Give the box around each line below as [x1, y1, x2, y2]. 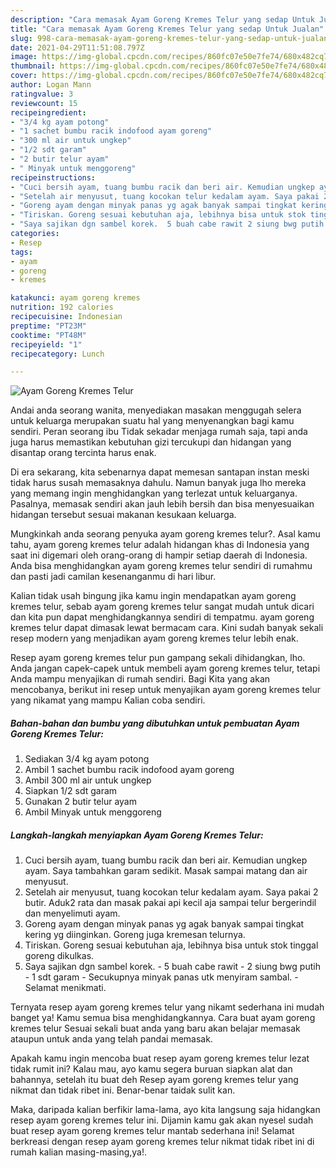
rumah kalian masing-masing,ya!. [10, 1146, 148, 1158]
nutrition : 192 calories [10, 302, 114, 313]
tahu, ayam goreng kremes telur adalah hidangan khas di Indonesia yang [10, 539, 310, 551]
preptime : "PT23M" [10, 321, 87, 331]
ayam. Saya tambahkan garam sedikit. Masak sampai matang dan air [24, 865, 308, 877]
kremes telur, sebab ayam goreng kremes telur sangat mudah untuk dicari [10, 601, 315, 613]
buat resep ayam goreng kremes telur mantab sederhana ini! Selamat [10, 1125, 295, 1137]
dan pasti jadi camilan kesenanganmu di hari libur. [10, 571, 217, 583]
